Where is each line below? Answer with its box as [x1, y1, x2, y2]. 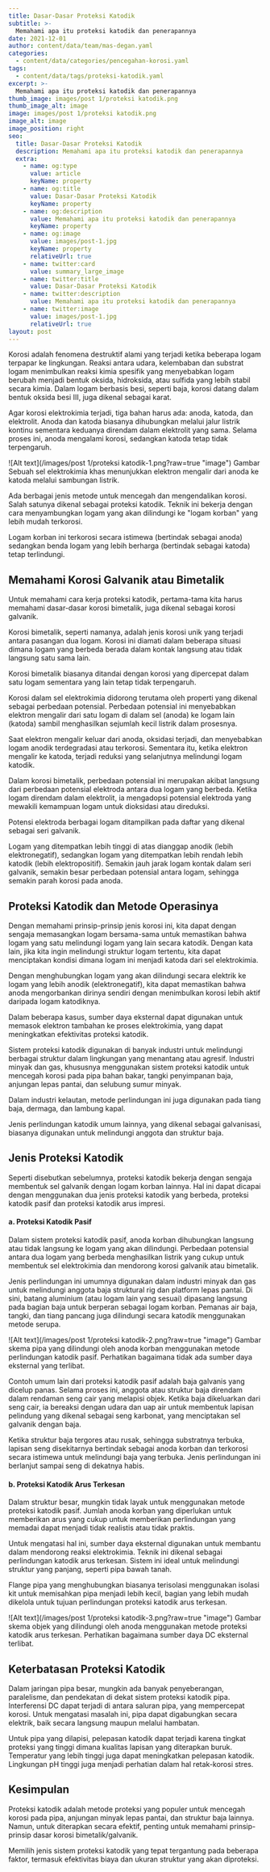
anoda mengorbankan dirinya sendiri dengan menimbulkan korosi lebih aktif [8, 988, 260, 997]
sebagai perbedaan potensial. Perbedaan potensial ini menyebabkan [8, 702, 236, 711]
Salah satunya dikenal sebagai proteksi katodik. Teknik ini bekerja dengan [8, 500, 253, 509]
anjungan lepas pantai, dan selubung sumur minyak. [8, 1080, 181, 1089]
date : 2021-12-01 [8, 34, 67, 43]
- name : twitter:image [23, 305, 99, 313]
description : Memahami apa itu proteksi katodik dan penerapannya [15, 147, 243, 155]
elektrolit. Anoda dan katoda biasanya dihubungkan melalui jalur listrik [8, 417, 240, 427]
